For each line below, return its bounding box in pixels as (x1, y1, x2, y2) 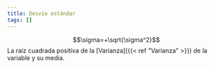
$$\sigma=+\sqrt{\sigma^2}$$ (72, 35, 161, 43)
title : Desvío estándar (7, 10, 76, 17)
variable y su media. (7, 53, 65, 62)
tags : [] (7, 17, 33, 23)
